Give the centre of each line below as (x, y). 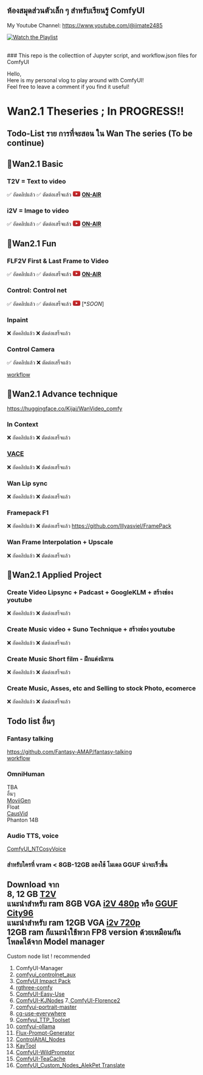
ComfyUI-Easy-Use (40, 994)
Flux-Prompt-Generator (45, 1033)
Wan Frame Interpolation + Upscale (60, 542)
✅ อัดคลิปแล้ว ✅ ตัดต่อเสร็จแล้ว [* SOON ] (56, 303)
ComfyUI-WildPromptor (45, 1052)
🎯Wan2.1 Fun (32, 243)
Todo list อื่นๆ (31, 721)
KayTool (26, 1046)
